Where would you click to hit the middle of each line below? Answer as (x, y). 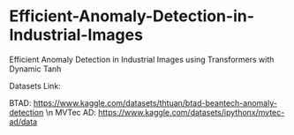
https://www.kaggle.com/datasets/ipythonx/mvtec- (192, 112)
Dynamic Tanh (35, 69)
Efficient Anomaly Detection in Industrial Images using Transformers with (142, 59)
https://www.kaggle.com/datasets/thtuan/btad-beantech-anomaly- (155, 102)
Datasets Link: (35, 86)
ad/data (23, 122)
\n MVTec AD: (71, 112)
